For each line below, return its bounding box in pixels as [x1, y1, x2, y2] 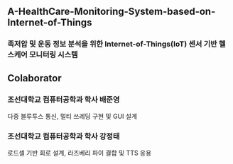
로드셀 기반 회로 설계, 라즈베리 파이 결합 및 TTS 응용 [7, 148, 152, 158]
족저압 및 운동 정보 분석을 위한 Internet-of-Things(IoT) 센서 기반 [7, 39, 218, 49]
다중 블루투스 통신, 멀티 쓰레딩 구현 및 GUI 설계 [7, 112, 137, 120]
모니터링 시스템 [29, 49, 78, 59]
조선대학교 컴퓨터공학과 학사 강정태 [7, 131, 120, 141]
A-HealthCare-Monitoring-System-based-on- [7, 6, 216, 18]
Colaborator [7, 72, 62, 84]
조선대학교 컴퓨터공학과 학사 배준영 [7, 95, 120, 105]
